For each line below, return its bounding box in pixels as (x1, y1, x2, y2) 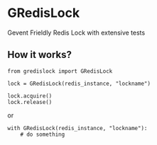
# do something (20, 131, 65, 138)
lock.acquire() (7, 92, 53, 100)
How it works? (7, 49, 72, 61)
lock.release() (7, 98, 53, 105)
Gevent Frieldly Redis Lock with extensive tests (7, 28, 146, 37)
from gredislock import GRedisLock (7, 67, 113, 75)
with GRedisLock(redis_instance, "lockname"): (7, 124, 148, 132)
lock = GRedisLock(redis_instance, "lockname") (7, 80, 151, 87)
